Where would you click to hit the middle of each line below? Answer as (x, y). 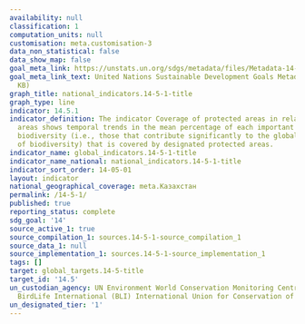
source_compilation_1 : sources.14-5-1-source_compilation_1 (126, 237)
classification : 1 (44, 26)
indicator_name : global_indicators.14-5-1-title (103, 152)
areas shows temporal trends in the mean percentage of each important (156, 128)
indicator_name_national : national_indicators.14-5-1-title (126, 161)
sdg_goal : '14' (38, 220)
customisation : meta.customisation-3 (81, 43)
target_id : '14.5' (44, 280)
